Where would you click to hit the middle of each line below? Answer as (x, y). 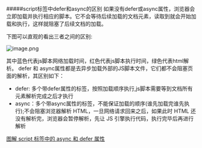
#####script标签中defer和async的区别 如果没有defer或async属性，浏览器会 (101, 9)
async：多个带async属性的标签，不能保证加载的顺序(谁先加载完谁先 (99, 103)
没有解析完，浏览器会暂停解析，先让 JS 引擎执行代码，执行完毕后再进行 (104, 118)
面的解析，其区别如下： (35, 76)
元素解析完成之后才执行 (44, 96)
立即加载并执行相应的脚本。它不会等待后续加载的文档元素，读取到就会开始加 (101, 16)
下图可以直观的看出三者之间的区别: (49, 37)
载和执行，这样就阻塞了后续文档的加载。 (56, 24)
